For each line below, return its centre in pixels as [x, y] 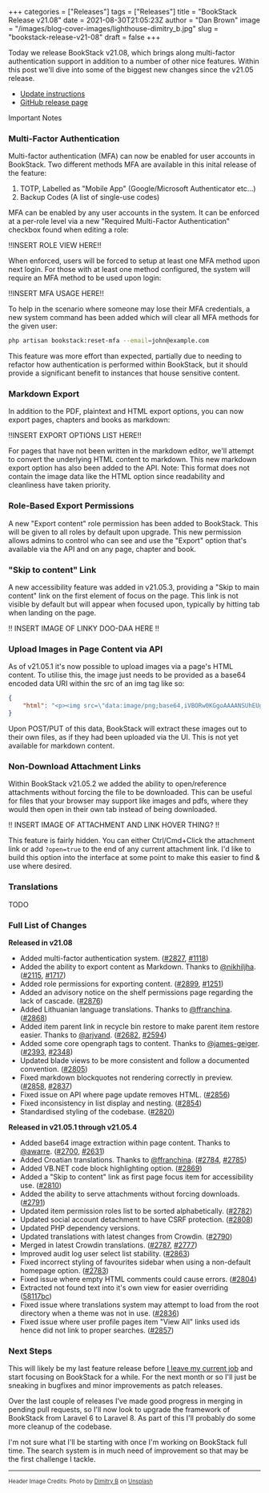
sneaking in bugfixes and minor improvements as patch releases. [116, 1385]
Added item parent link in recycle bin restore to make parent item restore [139, 1026]
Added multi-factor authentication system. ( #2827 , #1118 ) [114, 958]
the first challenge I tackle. [52, 1459]
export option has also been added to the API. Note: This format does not [129, 468]
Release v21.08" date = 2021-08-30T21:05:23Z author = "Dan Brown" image [134, 20]
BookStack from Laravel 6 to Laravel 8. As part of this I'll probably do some [132, 1418]
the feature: [27, 173]
